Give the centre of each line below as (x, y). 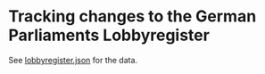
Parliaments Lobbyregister (109, 35)
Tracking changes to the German (132, 16)
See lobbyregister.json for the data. (73, 60)
